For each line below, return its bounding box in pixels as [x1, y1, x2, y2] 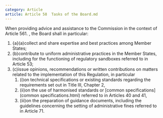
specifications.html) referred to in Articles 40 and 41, [40, 92, 147, 98]
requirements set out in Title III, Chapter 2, [19, 82, 105, 88]
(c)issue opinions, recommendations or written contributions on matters [12, 66, 158, 72]
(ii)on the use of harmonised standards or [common [19, 87, 125, 93]
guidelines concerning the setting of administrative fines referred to [19, 103, 157, 109]
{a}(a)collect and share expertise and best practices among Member [12, 40, 152, 46]
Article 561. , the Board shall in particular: [5, 30, 89, 36]
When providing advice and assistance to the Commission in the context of [5, 25, 158, 31]
